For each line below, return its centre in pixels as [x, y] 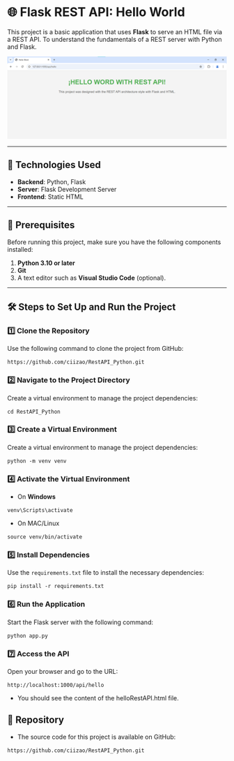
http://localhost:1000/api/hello [56, 685]
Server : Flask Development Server [67, 189]
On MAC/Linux [38, 523]
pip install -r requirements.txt [56, 587]
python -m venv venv [37, 461]
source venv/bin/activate [45, 537]
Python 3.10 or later [46, 263]
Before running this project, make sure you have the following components [114, 242]
